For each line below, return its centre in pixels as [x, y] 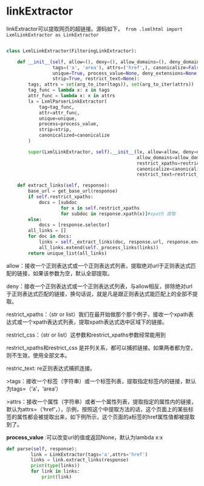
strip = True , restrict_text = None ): [96, 79]
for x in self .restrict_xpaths [100, 208]
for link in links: [55, 471]
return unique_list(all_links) [68, 253]
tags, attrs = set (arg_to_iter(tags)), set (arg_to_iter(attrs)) [111, 84]
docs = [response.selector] [74, 225]
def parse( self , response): [42, 449]
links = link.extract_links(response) [80, 460]
